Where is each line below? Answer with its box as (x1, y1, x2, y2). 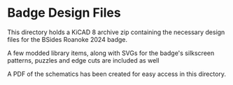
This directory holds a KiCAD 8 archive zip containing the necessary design (7, 28, 225, 36)
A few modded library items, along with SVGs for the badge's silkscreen (7, 49, 215, 57)
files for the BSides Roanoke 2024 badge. (7, 35, 128, 43)
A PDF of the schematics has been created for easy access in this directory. (7, 70, 226, 78)
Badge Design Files (7, 5, 121, 21)
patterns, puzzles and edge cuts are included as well (7, 56, 160, 64)
